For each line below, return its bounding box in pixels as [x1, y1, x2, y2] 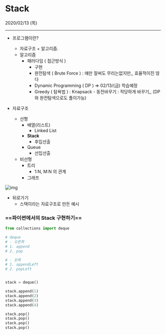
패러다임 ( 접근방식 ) [27, 58, 66, 64]
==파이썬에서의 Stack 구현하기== [5, 214, 83, 221]
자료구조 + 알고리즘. [19, 45, 58, 51]
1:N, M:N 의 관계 [34, 168, 67, 174]
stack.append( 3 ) [5, 298, 39, 303]
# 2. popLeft [5, 267, 32, 272]
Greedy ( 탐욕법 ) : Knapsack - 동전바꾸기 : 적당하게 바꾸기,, [34, 88, 152, 94]
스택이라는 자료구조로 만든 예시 [19, 201, 80, 207]
